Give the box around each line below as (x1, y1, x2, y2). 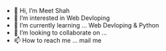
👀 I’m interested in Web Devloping (13, 14, 110, 22)
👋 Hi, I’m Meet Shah (13, 7, 70, 14)
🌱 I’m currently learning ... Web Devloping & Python (13, 21, 160, 29)
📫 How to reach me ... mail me (13, 37, 102, 44)
